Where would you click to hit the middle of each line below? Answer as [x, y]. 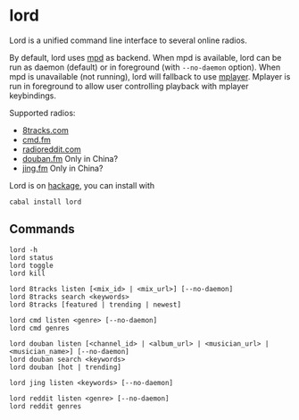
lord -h [24, 250]
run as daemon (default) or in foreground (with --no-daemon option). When [145, 67]
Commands [42, 229]
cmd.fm [37, 139]
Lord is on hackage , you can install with [82, 185]
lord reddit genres [46, 406]
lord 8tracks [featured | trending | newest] [95, 305]
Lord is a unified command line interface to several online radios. [128, 40]
